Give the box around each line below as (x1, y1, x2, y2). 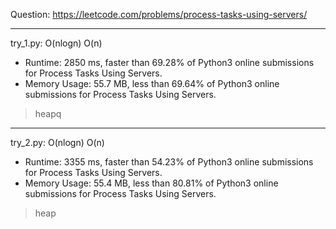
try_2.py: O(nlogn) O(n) (10, 137, 105, 148)
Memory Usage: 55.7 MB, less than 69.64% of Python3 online (24, 78, 280, 89)
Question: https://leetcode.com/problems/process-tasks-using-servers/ (10, 9, 308, 20)
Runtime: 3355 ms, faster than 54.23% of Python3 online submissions (24, 156, 314, 168)
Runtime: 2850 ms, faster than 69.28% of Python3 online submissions (24, 57, 315, 68)
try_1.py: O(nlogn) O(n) (10, 37, 103, 49)
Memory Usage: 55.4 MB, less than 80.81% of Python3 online (24, 177, 279, 189)
